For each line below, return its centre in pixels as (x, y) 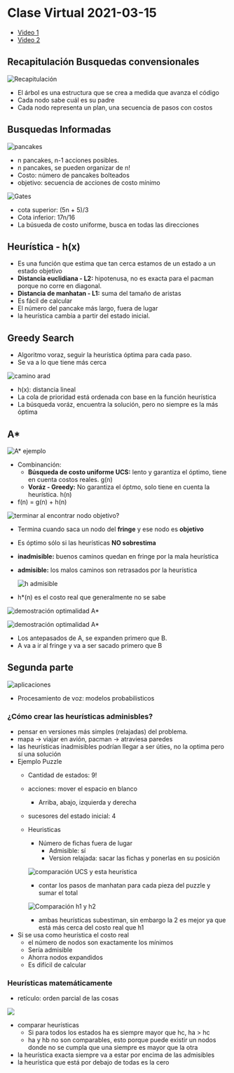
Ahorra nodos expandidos (66, 958)
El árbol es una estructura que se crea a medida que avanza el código (118, 92)
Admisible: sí (67, 851)
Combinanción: (39, 464)
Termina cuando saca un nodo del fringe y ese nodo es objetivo (111, 529)
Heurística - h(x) (44, 246)
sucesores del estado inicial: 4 (72, 816)
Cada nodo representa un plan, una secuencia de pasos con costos (115, 108)
